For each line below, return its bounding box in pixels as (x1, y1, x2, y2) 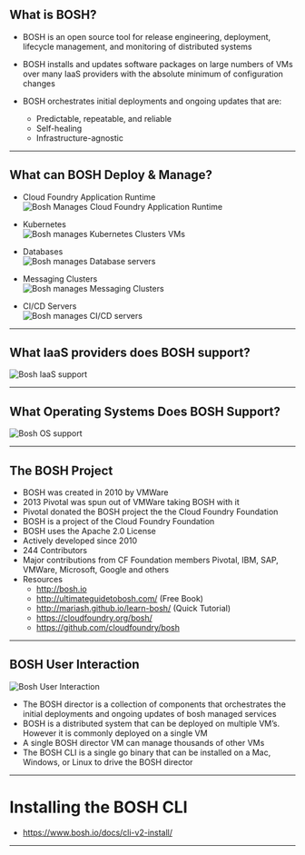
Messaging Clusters (22, 273, 98, 284)
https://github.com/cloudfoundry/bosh (35, 622, 180, 633)
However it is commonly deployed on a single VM (22, 727, 208, 739)
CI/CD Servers (22, 300, 77, 312)
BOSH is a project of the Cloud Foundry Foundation (22, 516, 215, 527)
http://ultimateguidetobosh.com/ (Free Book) (35, 593, 204, 604)
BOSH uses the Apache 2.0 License (22, 526, 156, 537)
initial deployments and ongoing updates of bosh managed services (22, 708, 277, 719)
